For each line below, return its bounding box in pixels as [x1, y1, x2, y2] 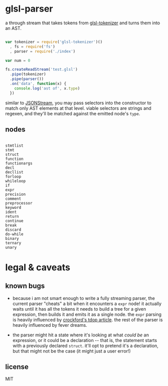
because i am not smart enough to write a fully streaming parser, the [12, 295, 155, 301]
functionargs [5, 160, 33, 166]
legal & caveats [5, 262, 71, 273]
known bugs [5, 282, 45, 290]
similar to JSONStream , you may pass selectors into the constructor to [5, 100, 152, 106]
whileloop [5, 178, 26, 184]
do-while [5, 231, 24, 237]
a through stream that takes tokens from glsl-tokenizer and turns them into [5, 20, 160, 26]
